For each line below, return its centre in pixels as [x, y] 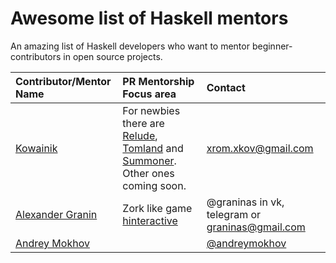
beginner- [272, 46]
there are [143, 123]
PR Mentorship [158, 81]
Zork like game [157, 208]
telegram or [234, 214]
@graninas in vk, [245, 202]
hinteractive [150, 220]
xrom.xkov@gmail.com [260, 148]
